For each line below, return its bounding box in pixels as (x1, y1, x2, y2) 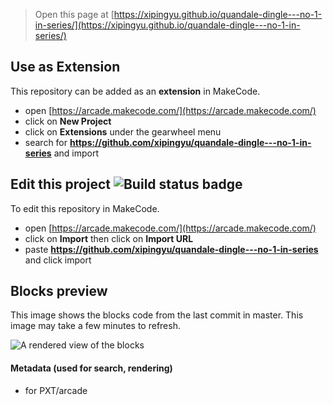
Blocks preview (10, 283, 108, 300)
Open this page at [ (34, 9, 115, 20)
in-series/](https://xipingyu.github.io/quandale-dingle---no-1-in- (34, 19, 301, 31)
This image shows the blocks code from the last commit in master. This (10, 309, 304, 321)
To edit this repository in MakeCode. (10, 202, 160, 214)
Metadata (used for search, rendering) (10, 362, 173, 374)
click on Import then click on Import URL (24, 232, 194, 244)
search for (24, 136, 68, 148)
